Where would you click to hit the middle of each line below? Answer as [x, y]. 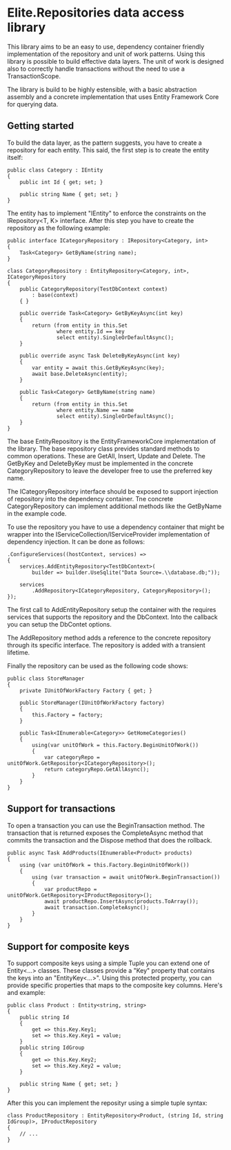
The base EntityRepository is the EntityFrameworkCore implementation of [111, 441]
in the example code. [37, 513]
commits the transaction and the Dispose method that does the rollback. [110, 840]
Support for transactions [61, 809]
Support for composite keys [68, 946]
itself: [15, 157]
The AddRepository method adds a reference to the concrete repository [109, 638]
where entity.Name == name [95, 410]
